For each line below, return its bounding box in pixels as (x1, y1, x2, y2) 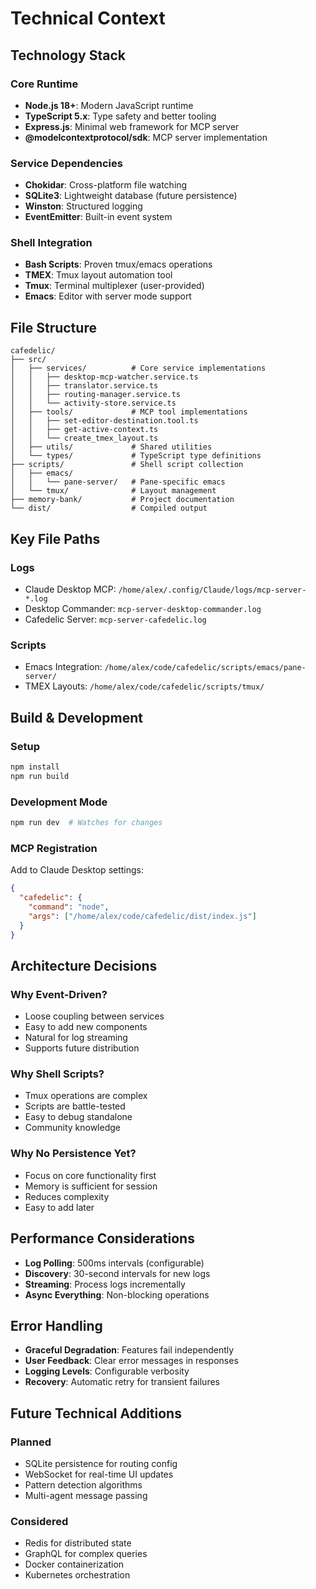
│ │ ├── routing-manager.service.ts (10, 390, 182, 400)
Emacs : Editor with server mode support (24, 290, 192, 302)
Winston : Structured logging (24, 200, 143, 212)
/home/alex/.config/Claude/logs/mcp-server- (118, 585, 307, 595)
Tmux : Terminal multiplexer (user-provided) (24, 280, 205, 292)
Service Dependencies (10, 156, 123, 170)
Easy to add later (24, 1201, 95, 1213)
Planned (10, 1435, 52, 1449)
